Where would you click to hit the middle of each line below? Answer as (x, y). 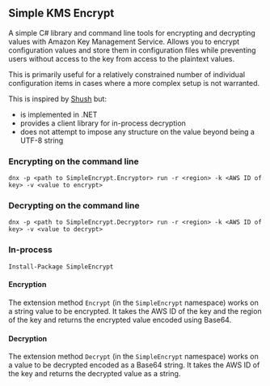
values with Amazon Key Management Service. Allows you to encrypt (124, 41)
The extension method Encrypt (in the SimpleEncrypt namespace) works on (133, 302)
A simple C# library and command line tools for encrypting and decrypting (132, 32)
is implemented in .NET (59, 114)
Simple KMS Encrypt (61, 13)
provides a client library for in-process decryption (103, 123)
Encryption (27, 285)
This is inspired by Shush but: (58, 99)
